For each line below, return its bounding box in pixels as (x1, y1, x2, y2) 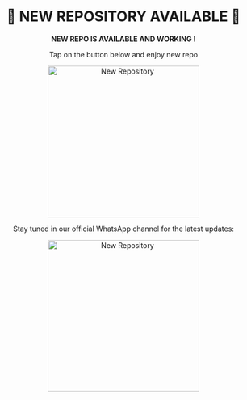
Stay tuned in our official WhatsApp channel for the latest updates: (13, 224, 234, 234)
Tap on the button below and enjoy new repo (48, 49, 199, 59)
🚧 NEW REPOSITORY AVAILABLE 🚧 (6, 7, 241, 26)
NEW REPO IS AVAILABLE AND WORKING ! (51, 34, 196, 44)
